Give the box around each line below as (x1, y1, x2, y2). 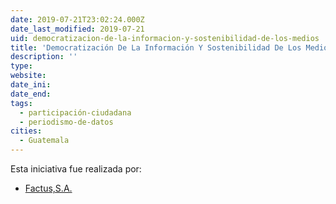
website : (10, 71, 47, 81)
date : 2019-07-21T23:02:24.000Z (10, 14, 145, 25)
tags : (10, 98, 33, 108)
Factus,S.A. (24, 182, 73, 194)
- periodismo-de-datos (19, 117, 114, 127)
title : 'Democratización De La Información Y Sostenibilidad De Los (10, 42, 302, 53)
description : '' (10, 52, 78, 62)
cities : (10, 126, 43, 136)
